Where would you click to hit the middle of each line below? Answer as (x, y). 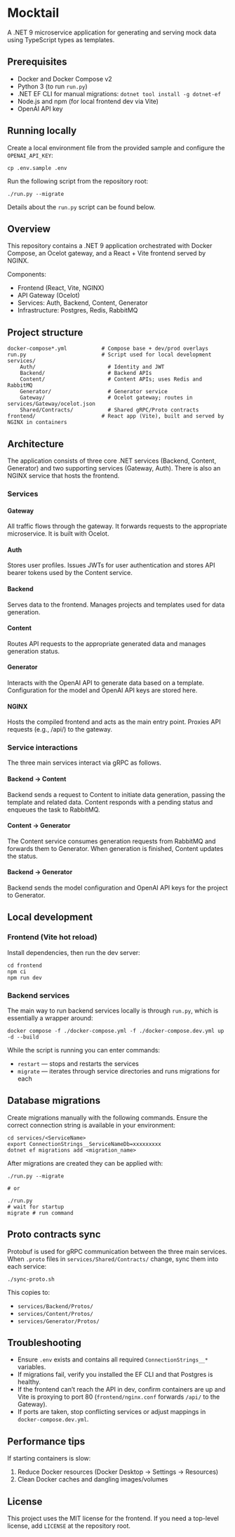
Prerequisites (37, 62)
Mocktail (33, 13)
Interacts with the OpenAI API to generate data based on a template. (106, 682)
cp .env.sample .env (38, 168)
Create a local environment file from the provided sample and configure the (116, 147)
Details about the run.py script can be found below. (81, 207)
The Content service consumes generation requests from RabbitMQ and (112, 841)
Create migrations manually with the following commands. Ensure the (108, 1117)
